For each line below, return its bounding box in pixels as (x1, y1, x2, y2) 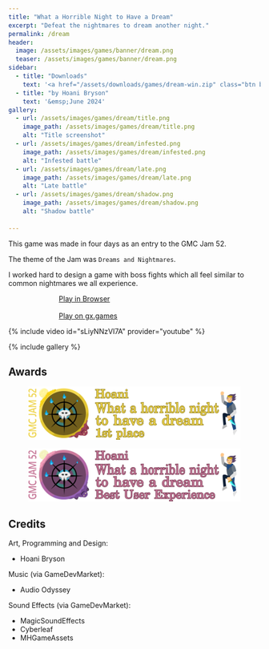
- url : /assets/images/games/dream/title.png (15, 115, 171, 123)
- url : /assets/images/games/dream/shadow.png (15, 191, 174, 199)
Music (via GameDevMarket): (8, 570, 105, 579)
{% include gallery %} (8, 341, 82, 352)
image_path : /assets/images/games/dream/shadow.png (22, 199, 199, 208)
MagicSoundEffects (19, 616, 86, 626)
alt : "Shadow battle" (22, 208, 94, 216)
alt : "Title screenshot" (22, 131, 106, 139)
